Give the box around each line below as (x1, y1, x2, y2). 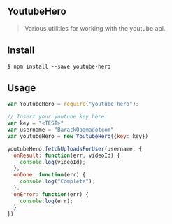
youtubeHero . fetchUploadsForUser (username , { (7, 145, 142, 153)
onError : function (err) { (13, 190, 89, 198)
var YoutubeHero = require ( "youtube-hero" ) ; (7, 101, 139, 108)
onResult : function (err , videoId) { (13, 152, 120, 159)
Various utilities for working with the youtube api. (24, 24, 166, 32)
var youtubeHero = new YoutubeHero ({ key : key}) (7, 132, 149, 139)
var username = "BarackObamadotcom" (7, 126, 114, 134)
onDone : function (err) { (13, 171, 86, 178)
